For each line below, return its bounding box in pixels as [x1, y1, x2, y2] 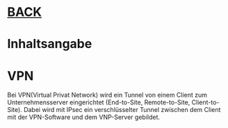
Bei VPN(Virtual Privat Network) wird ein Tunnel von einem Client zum [7, 91, 207, 99]
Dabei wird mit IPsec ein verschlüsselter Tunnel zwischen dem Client [23, 106, 221, 114]
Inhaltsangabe [7, 36, 92, 52]
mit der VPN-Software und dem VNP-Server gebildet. [7, 113, 161, 122]
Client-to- [191, 98, 220, 106]
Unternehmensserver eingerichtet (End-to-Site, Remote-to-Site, [7, 98, 190, 106]
